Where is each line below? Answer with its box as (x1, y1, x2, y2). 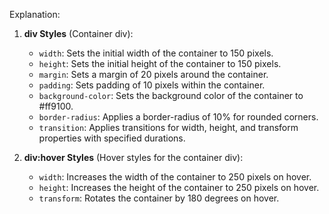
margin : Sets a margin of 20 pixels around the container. (38, 69, 269, 80)
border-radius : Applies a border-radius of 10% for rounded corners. (38, 111, 319, 123)
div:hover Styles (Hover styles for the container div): (23, 152, 244, 163)
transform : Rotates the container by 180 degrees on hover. (38, 192, 280, 204)
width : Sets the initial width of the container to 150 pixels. (38, 47, 274, 59)
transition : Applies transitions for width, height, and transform (38, 122, 299, 133)
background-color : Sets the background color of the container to (38, 90, 304, 101)
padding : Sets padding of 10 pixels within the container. (38, 79, 266, 91)
